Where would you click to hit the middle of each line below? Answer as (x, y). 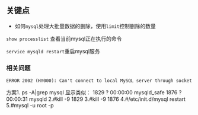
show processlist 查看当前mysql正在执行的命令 (64, 39)
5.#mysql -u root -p (30, 106)
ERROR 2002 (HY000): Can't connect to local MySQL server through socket (99, 81)
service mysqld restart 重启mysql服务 (53, 51)
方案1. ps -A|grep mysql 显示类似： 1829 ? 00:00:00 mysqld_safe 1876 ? (94, 92)
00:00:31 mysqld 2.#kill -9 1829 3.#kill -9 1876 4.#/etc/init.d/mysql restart (96, 99)
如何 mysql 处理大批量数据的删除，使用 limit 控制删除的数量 (85, 26)
